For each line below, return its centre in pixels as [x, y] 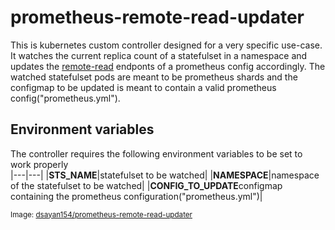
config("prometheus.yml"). [65, 98]
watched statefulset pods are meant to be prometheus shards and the [154, 77]
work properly [39, 164]
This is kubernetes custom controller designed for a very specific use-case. [166, 45]
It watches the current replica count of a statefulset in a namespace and [159, 55]
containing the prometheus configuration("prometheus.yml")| [136, 196]
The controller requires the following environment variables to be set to [156, 153]
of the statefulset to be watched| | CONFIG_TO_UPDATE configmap [146, 185]
